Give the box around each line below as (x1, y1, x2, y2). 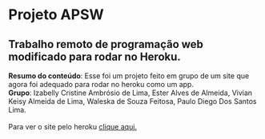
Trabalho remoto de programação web (8, 38, 204, 51)
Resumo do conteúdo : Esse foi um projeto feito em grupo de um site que (8, 71, 250, 81)
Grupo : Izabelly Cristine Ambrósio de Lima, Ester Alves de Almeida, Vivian (8, 88, 253, 97)
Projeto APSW (8, 6, 104, 24)
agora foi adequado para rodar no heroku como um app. (8, 80, 195, 89)
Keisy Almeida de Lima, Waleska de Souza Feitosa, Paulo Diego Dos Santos (8, 97, 258, 105)
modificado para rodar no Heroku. (8, 50, 182, 63)
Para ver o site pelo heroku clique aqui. (8, 122, 138, 131)
